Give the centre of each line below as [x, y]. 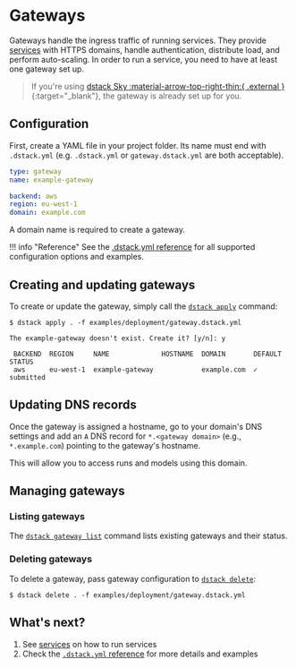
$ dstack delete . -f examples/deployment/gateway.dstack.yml [127, 595]
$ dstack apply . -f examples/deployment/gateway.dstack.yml [126, 322]
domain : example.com [48, 213]
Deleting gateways [51, 559]
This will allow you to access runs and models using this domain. [128, 463]
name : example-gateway [51, 180]
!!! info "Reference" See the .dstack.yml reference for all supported [132, 247]
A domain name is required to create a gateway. [97, 230]
